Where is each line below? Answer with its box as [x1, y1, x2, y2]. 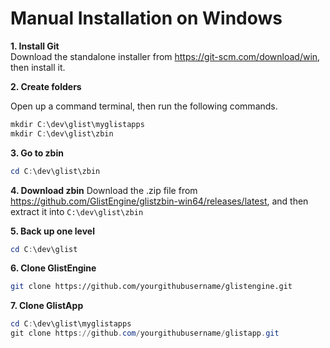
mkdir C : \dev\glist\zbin [10, 128, 114, 139]
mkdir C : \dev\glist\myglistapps [10, 119, 145, 129]
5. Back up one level [10, 225, 95, 237]
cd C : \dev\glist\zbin [10, 166, 101, 176]
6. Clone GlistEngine [10, 262, 97, 274]
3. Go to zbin [10, 147, 64, 159]
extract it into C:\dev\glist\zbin [10, 205, 144, 217]
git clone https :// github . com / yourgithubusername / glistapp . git [10, 328, 280, 339]
